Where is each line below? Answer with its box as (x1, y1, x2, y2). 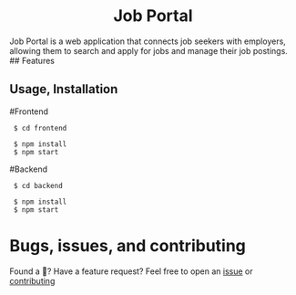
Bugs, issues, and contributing (9, 235, 246, 256)
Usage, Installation (9, 81, 118, 97)
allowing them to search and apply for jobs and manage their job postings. (9, 45, 289, 56)
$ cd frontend (13, 123, 67, 132)
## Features (9, 55, 55, 66)
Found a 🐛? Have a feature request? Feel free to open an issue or (9, 266, 253, 277)
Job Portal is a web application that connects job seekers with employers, (9, 36, 287, 47)
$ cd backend (13, 181, 64, 190)
